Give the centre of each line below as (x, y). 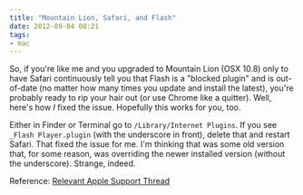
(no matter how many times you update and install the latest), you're (166, 88)
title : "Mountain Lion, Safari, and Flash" (93, 18)
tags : (20, 34)
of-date (24, 88)
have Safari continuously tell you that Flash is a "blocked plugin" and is (142, 79)
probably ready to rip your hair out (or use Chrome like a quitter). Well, (141, 98)
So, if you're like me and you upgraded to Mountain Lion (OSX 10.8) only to (149, 69)
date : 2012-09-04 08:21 (54, 26)
